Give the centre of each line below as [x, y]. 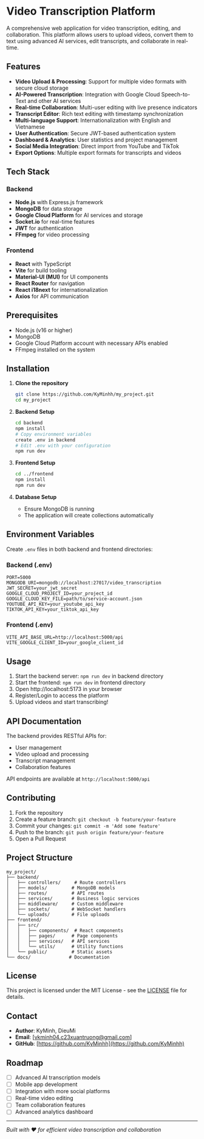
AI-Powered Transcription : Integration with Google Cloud [87, 94]
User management [38, 748]
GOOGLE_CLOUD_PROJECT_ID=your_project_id [59, 594]
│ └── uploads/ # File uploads [58, 914]
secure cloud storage [42, 88]
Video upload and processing [52, 754]
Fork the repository [39, 812]
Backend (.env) [29, 565]
